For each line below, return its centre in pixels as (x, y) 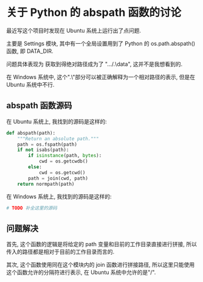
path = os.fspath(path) (47, 144)
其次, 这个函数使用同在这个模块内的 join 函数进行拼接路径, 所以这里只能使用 (101, 265)
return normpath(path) (46, 184)
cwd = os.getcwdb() (63, 161)
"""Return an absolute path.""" (58, 139)
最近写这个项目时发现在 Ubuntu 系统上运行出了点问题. (74, 30)
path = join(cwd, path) (58, 178)
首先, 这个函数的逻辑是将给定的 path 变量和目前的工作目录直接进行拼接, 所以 (102, 244)
